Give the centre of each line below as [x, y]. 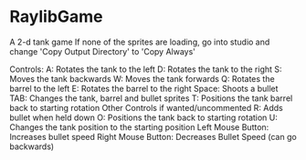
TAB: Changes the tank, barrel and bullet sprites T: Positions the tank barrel [151, 98]
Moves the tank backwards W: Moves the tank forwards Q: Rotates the [142, 78]
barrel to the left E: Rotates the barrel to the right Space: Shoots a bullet [144, 88]
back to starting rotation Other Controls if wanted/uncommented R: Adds [146, 107]
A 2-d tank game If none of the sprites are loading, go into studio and [140, 42]
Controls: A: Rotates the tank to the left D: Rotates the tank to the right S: [146, 69]
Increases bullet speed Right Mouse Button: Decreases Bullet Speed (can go [153, 136]
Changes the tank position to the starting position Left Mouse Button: [139, 127]
